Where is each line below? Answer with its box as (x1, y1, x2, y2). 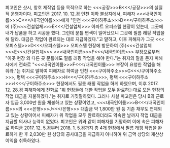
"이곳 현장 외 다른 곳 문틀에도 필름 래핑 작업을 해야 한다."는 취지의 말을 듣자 (5, 55, 154, 61)
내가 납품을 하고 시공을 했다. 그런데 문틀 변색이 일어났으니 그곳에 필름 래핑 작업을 (5, 30, 165, 35)
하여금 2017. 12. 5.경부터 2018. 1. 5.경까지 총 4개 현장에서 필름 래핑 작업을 (10, 125, 157, 131)
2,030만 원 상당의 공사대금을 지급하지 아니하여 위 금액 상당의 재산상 (29, 131, 163, 137)
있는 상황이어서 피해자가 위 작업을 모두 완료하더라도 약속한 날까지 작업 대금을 (10, 112, 162, 118)
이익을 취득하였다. (5, 137, 41, 143)
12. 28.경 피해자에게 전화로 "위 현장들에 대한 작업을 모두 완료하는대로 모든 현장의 (5, 87, 165, 93)
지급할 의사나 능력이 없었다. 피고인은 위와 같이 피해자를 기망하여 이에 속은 (5, 119, 150, 124)
